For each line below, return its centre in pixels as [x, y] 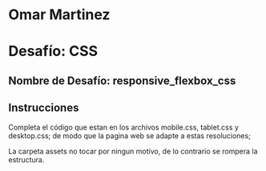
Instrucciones [44, 108]
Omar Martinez [59, 15]
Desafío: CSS [53, 52]
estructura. [26, 159]
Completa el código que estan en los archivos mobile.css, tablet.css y [123, 127]
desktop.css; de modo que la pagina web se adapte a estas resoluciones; [129, 135]
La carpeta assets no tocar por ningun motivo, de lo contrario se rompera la [133, 151]
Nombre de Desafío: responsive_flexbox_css [122, 80]
